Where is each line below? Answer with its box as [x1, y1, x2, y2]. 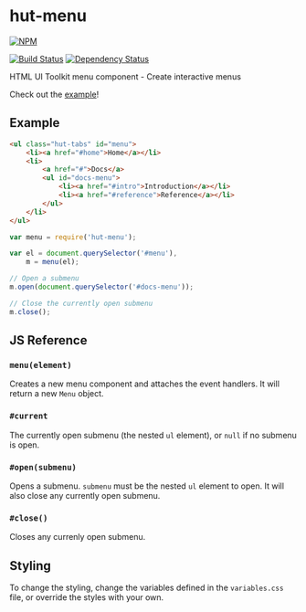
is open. [9, 439, 40, 450]
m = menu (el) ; [26, 258, 79, 267]
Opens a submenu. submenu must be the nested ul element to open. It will [9, 480, 285, 491]
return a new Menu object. [9, 388, 104, 399]
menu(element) [9, 360, 72, 370]
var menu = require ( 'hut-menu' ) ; [9, 232, 137, 242]
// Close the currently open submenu [9, 299, 153, 308]
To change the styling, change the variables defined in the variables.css [9, 582, 284, 594]
